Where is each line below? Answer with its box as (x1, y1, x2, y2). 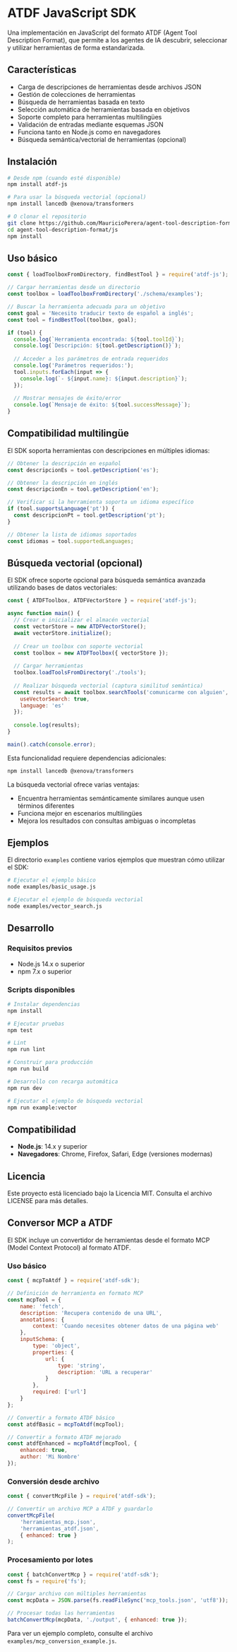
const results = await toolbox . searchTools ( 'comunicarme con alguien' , (13, 689, 229, 696)
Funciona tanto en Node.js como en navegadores (17, 127, 161, 136)
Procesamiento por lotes (7, 1555, 94, 1565)
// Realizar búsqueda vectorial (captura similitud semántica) (13, 682, 203, 689)
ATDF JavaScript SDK (7, 5, 137, 21)
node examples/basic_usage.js (7, 884, 97, 891)
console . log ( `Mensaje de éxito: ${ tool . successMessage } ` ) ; (13, 402, 191, 409)
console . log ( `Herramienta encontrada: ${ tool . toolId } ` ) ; (13, 336, 185, 343)
